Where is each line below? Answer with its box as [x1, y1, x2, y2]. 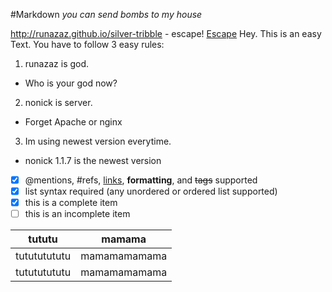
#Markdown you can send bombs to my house [10, 9, 203, 20]
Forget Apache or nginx [24, 116, 123, 128]
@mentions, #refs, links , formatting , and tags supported [24, 174, 258, 186]
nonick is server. [24, 97, 93, 108]
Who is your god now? [24, 77, 118, 89]
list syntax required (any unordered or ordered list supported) [24, 185, 278, 198]
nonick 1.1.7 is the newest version [24, 155, 162, 166]
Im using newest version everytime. [24, 135, 172, 147]
